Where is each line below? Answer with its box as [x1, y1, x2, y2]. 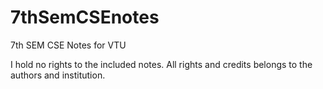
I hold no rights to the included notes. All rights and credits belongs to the [10, 58, 313, 70]
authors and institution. [10, 69, 106, 81]
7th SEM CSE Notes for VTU [10, 39, 127, 51]
